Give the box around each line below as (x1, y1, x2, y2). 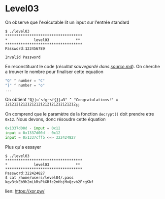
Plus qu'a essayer (5, 144, 41, 150)
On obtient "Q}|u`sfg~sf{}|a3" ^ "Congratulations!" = (5, 96, 118, 102)
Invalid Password (5, 55, 41, 60)
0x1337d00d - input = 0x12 (5, 125, 61, 131)
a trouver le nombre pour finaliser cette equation (5, 69, 103, 75)
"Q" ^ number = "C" (5, 78, 45, 83)
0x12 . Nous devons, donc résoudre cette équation (5, 116, 106, 122)
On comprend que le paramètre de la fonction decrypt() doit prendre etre (5, 111, 154, 117)
